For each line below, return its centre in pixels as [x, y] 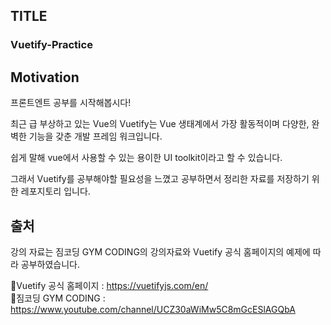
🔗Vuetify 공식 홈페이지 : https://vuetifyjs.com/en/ [109, 285]
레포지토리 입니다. [55, 191]
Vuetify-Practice [51, 45]
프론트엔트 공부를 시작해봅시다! [71, 103]
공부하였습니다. [50, 264]
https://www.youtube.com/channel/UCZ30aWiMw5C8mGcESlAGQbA [153, 309]
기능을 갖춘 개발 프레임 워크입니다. [95, 136]
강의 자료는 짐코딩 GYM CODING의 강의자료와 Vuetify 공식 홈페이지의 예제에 [160, 251]
